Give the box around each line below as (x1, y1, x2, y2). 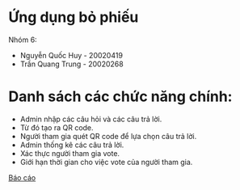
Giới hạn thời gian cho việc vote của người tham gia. (19, 157, 193, 167)
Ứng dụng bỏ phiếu (8, 8, 139, 27)
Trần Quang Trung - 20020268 (19, 59, 124, 69)
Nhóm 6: (8, 35, 38, 44)
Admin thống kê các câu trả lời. (19, 140, 124, 150)
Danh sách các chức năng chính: (8, 87, 233, 106)
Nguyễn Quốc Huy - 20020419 (19, 50, 124, 60)
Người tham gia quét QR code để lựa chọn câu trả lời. (19, 131, 197, 141)
